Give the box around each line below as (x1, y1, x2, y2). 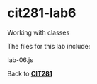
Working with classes (7, 28, 70, 37)
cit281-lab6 (7, 5, 76, 21)
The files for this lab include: (7, 42, 91, 50)
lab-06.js (7, 55, 34, 64)
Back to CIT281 (7, 69, 53, 78)
